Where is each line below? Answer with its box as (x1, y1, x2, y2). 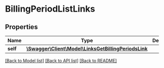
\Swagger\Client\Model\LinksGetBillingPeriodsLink (26, 45, 148, 52)
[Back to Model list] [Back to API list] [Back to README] (5, 58, 117, 64)
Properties (5, 23, 38, 31)
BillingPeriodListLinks (5, 3, 95, 15)
